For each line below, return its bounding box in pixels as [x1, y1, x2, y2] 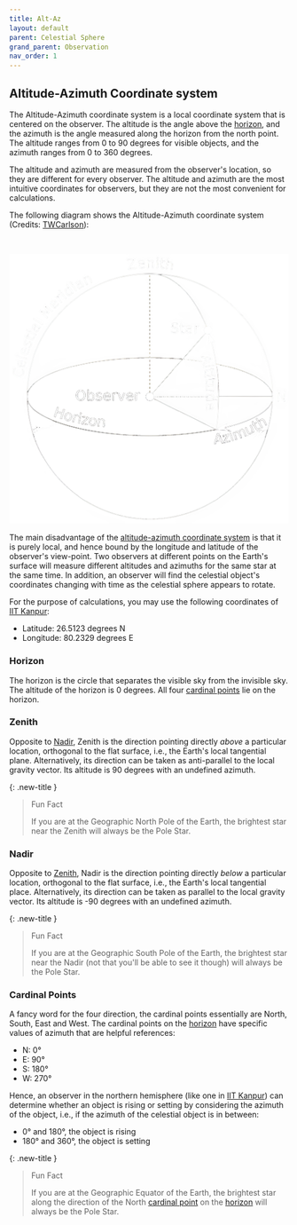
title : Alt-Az [9, 14, 62, 23]
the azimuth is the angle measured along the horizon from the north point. [9, 128, 279, 138]
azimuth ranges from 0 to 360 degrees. [9, 146, 153, 157]
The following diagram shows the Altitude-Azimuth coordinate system [9, 209, 264, 220]
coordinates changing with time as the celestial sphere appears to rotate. [9, 580, 277, 590]
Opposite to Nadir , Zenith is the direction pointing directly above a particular [9, 736, 286, 747]
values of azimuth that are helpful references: [9, 1028, 176, 1039]
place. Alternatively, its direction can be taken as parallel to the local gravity [9, 887, 285, 897]
